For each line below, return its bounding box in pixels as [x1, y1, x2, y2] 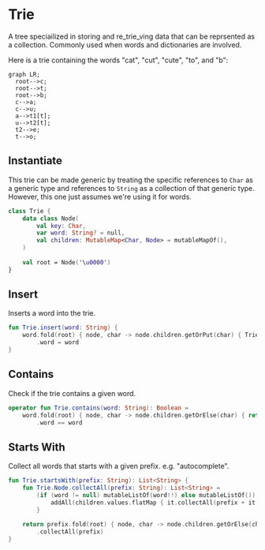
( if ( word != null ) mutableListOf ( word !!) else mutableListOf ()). [36, 491, 259, 499]
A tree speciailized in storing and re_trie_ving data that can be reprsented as [8, 32, 255, 41]
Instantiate [8, 154, 63, 167]
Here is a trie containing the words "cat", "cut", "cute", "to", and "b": [8, 55, 229, 65]
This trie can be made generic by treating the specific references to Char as [8, 175, 254, 185]
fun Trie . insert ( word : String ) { [8, 324, 118, 332]
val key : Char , [36, 222, 87, 230]
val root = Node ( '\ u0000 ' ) [22, 258, 111, 266]
